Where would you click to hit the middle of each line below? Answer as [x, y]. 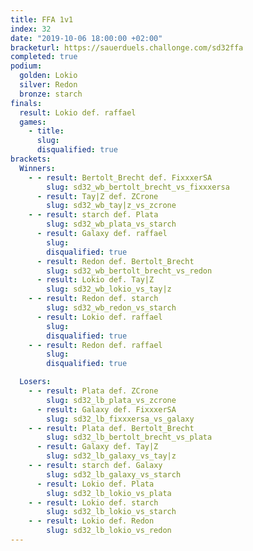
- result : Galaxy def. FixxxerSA [106, 409]
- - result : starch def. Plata [93, 215]
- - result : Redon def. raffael [95, 345]
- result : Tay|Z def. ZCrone [97, 196]
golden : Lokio [48, 76]
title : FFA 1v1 [42, 19]
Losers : [35, 382]
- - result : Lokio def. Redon [91, 521]
